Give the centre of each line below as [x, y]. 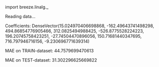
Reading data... [20, 16]
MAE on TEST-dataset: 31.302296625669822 [51, 60]
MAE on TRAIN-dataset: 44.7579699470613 [49, 51]
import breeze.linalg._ [27, 7]
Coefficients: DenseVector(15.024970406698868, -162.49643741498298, [80, 26]
